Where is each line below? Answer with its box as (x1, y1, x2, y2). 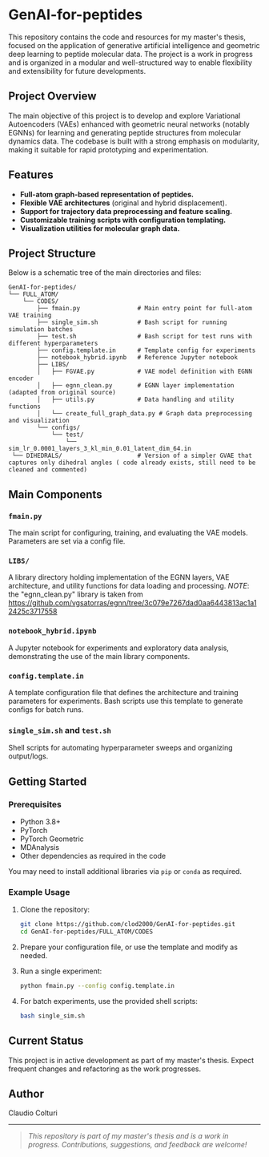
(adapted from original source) (8, 389, 116, 397)
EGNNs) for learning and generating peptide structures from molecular (8, 127, 242, 137)
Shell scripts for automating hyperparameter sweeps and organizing (8, 743, 233, 753)
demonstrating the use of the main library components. (8, 651, 191, 661)
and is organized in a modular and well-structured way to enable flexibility (8, 58, 252, 67)
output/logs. (8, 751, 49, 761)
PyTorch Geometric (19, 834, 84, 843)
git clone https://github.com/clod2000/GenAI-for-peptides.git (19, 920, 236, 928)
